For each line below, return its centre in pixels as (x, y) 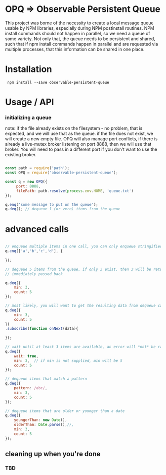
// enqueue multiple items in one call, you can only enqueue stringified (84, 246)
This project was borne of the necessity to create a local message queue (80, 23)
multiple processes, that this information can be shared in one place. (75, 49)
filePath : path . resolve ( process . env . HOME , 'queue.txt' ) (75, 191)
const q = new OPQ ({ (26, 182)
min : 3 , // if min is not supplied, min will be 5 (68, 360)
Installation (29, 69)
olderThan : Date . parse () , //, (44, 425)
